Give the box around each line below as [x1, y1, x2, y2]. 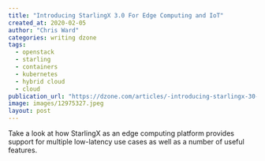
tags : [8, 41, 26, 49]
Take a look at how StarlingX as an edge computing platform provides [8, 129, 235, 138]
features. [8, 145, 38, 155]
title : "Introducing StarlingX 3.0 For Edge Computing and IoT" [8, 11, 224, 20]
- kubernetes [15, 70, 58, 78]
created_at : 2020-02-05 [8, 19, 87, 27]
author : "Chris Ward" [8, 26, 80, 34]
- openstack [15, 48, 55, 56]
